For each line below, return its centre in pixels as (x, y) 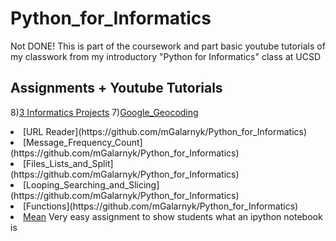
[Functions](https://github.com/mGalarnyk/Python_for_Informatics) (161, 206)
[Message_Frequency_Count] (83, 142)
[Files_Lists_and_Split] (68, 163)
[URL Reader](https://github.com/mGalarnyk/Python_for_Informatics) (165, 131)
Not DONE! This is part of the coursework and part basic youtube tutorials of (168, 46)
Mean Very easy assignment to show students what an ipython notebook (173, 216)
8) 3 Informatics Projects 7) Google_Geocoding (104, 112)
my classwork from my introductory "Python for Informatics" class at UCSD (166, 56)
